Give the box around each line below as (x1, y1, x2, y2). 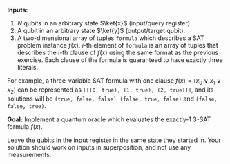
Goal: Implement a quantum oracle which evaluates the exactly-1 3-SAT (7, 115, 211, 123)
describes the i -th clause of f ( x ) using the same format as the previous (17, 48, 219, 57)
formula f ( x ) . (7, 122, 43, 130)
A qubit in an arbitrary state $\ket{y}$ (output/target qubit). (17, 27, 186, 34)
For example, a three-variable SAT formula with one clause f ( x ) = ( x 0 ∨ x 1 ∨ (7, 76, 222, 86)
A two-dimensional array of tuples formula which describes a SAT (17, 34, 205, 42)
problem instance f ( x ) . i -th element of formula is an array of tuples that (17, 41, 219, 49)
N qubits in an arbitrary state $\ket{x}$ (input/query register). (17, 19, 192, 27)
